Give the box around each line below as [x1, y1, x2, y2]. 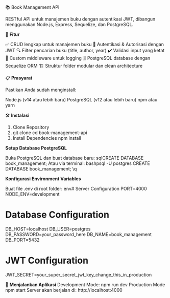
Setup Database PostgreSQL [5, 145, 67, 151]
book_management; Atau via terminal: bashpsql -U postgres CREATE [5, 160, 151, 166]
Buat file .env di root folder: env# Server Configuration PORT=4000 [5, 186, 147, 191]
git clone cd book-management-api [12, 130, 88, 136]
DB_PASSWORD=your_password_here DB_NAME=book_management [5, 231, 152, 237]
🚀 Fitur [5, 31, 20, 37]
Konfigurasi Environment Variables [5, 176, 81, 182]
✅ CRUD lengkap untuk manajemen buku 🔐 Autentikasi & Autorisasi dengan [5, 41, 164, 47]
